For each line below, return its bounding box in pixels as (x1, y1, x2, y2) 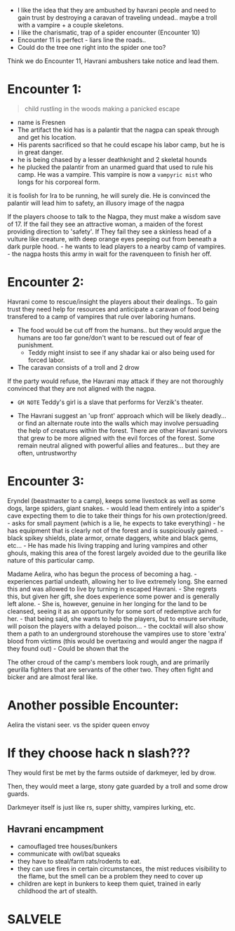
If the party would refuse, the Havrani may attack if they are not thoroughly (7, 377, 224, 385)
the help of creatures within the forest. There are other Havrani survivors (17, 426, 228, 434)
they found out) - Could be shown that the (7, 644, 129, 652)
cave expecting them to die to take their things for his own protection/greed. (7, 511, 228, 520)
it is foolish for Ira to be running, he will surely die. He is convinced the (7, 191, 210, 199)
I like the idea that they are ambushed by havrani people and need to (17, 6, 216, 14)
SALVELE (7, 911, 62, 927)
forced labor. (27, 356, 65, 364)
